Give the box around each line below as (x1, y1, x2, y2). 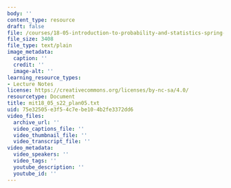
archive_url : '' (13, 118, 60, 126)
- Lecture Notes (7, 81, 54, 87)
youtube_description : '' (13, 163, 85, 171)
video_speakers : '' (13, 151, 69, 158)
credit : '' (13, 61, 45, 68)
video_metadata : (7, 145, 54, 152)
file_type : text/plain (7, 42, 72, 49)
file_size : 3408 (7, 36, 54, 43)
